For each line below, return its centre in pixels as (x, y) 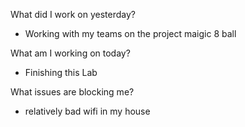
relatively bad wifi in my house (87, 111)
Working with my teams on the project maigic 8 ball (130, 33)
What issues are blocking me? (72, 92)
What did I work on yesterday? (73, 14)
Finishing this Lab (61, 72)
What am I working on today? (70, 53)
